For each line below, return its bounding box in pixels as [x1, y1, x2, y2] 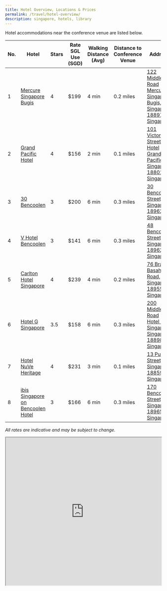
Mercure [20, 87, 41, 94]
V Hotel [20, 234, 38, 241]
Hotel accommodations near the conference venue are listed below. [5, 30, 143, 36]
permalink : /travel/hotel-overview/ [5, 12, 81, 17]
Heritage [20, 369, 41, 376]
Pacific [20, 150, 37, 157]
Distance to [114, 45, 142, 52]
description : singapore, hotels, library [5, 16, 92, 21]
